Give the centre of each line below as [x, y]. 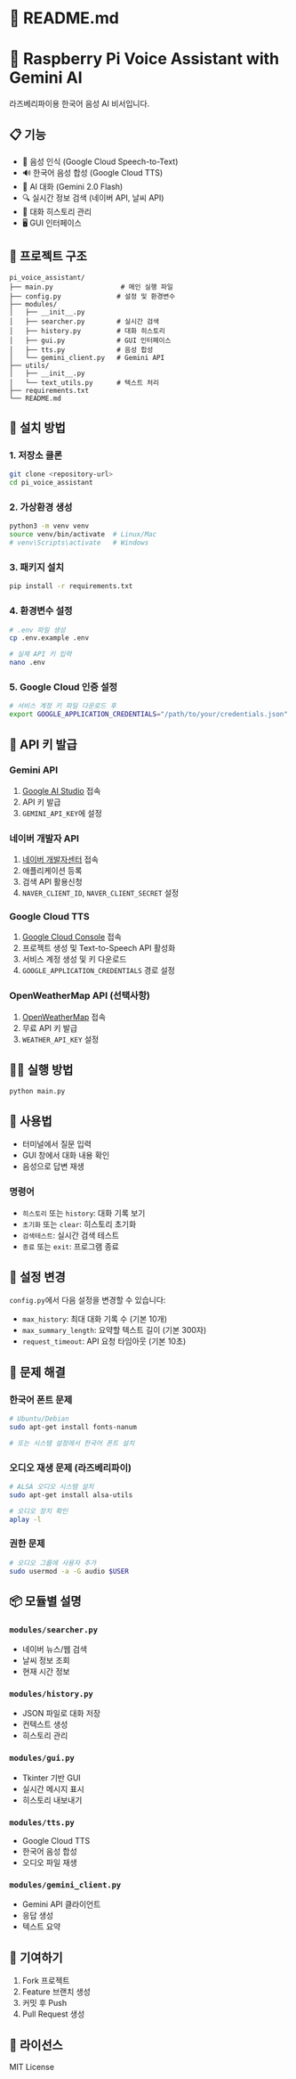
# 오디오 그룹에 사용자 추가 [53, 1563]
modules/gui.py [42, 1758]
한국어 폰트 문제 [41, 1400]
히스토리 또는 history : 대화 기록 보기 [84, 1213]
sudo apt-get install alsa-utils [71, 1495]
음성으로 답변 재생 [53, 1166]
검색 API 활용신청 [52, 882]
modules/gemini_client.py [65, 1885]
